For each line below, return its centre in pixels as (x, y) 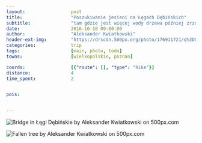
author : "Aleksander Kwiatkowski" (71, 34)
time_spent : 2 (40, 79)
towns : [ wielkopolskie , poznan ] (70, 56)
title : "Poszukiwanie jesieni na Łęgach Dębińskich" (96, 17)
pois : (13, 95)
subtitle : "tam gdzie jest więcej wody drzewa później (95, 23)
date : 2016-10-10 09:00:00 (64, 29)
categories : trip (44, 46)
